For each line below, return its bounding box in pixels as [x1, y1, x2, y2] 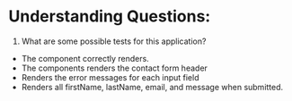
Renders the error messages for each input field [21, 72, 199, 82]
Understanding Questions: [8, 6, 211, 27]
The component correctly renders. [21, 53, 149, 63]
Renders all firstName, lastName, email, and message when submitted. [21, 81, 284, 92]
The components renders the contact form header [21, 63, 208, 73]
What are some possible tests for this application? [21, 36, 207, 46]
